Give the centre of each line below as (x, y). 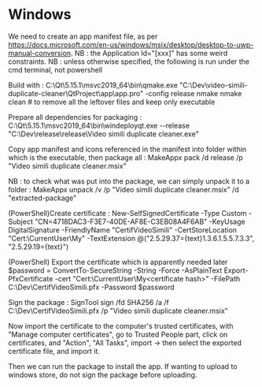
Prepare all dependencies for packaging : (75, 117)
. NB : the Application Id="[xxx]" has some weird (149, 53)
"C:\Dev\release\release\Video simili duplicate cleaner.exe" (103, 134)
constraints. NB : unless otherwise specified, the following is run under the (129, 61)
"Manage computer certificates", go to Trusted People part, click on (118, 334)
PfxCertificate (31, 278)
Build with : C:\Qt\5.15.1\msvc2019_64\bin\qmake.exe (93, 85)
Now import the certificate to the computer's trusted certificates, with (121, 326)
